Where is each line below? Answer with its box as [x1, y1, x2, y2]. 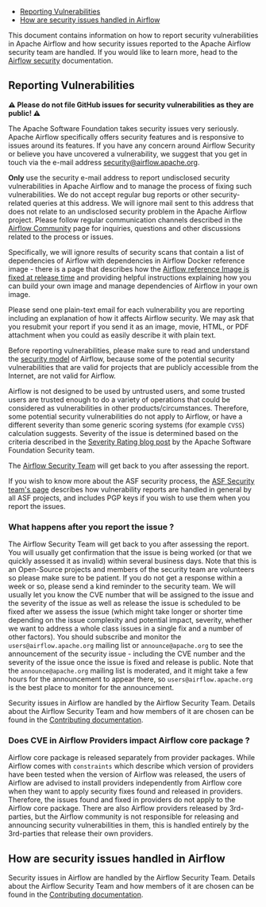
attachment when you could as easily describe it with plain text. [8, 330, 217, 340]
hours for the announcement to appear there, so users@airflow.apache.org [8, 674, 253, 684]
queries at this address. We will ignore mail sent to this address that [33, 198, 254, 207]
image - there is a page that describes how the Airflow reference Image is [8, 264, 250, 273]
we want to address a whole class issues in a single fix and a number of [8, 623, 243, 634]
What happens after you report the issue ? [8, 521, 175, 532]
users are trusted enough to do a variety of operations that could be [8, 395, 231, 404]
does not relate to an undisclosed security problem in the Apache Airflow [8, 206, 248, 216]
